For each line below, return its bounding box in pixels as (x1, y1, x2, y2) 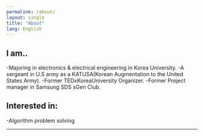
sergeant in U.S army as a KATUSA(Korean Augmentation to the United (6, 71, 183, 78)
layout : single (6, 15, 45, 21)
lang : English (6, 25, 42, 32)
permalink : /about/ (6, 8, 56, 15)
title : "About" (6, 20, 45, 26)
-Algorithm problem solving (6, 117, 75, 124)
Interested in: (6, 101, 58, 111)
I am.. (6, 48, 29, 58)
